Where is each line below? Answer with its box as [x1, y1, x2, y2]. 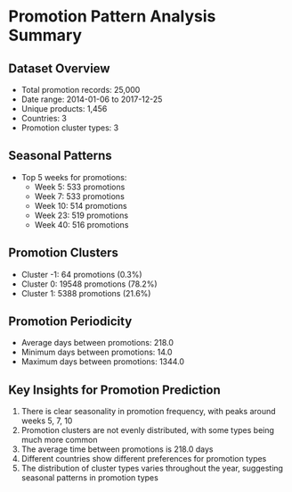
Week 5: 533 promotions [34, 181, 126, 192]
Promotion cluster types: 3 [20, 122, 119, 133]
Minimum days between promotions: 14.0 [20, 346, 173, 358]
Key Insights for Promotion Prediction [8, 382, 222, 397]
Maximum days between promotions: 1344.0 [20, 356, 184, 367]
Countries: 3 [20, 113, 68, 123]
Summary [8, 25, 82, 46]
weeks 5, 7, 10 [20, 415, 73, 426]
